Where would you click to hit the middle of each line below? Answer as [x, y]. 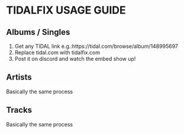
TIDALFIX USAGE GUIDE [66, 10]
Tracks [19, 110]
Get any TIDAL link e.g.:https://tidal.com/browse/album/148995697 [96, 46]
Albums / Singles [38, 32]
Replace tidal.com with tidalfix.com [57, 53]
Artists [19, 77]
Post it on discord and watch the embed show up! [75, 59]
